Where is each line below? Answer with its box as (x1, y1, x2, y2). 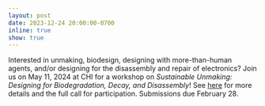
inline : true (8, 26, 51, 34)
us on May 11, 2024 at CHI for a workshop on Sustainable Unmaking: (8, 72, 233, 81)
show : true (8, 33, 44, 42)
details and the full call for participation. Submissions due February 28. (8, 89, 239, 99)
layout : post (8, 11, 51, 20)
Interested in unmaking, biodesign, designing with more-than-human (8, 55, 233, 65)
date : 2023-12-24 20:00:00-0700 (8, 19, 115, 27)
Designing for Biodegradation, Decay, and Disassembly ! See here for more (8, 81, 252, 90)
